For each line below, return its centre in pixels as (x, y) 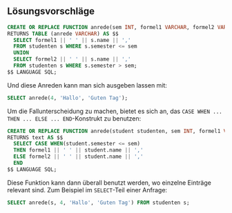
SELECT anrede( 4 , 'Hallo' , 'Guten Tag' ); (68, 98)
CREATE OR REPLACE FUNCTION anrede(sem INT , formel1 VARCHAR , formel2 (111, 27)
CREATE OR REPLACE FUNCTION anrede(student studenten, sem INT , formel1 (114, 131)
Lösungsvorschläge (51, 11)
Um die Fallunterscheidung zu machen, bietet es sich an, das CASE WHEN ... (115, 111)
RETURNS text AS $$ (35, 137)
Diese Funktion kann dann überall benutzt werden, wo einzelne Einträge (109, 183)
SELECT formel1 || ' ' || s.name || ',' (72, 40)
